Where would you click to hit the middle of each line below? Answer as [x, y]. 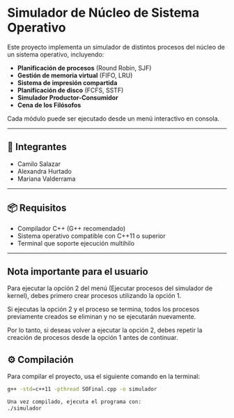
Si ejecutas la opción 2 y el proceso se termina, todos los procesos [103, 309]
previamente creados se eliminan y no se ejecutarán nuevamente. [102, 317]
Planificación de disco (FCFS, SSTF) [70, 90]
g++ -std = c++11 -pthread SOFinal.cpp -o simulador [82, 389]
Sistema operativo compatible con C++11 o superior [91, 236]
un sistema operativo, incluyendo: [56, 54]
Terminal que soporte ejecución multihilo [76, 243]
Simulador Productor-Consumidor [68, 97]
